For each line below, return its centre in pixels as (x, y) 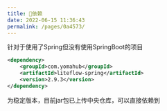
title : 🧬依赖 (25, 14)
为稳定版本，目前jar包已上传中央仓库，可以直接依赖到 (84, 100)
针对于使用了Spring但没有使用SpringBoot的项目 (75, 47)
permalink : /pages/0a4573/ (46, 26)
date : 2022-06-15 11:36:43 (46, 20)
